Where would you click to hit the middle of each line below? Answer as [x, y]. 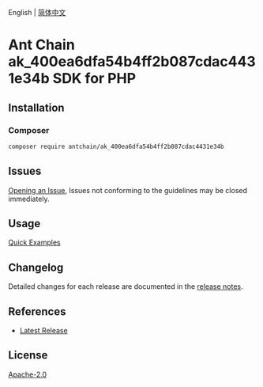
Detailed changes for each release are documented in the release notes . [126, 286]
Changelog [36, 267]
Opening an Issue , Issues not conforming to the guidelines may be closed [128, 190]
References [37, 311]
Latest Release [44, 330]
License [28, 355]
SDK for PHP [94, 79]
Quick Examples [34, 243]
